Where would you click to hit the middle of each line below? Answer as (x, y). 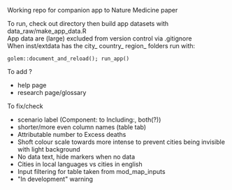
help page (32, 85)
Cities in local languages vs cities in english (80, 164)
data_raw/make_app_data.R (47, 31)
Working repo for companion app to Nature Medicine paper (93, 10)
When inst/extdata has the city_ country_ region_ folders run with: (101, 46)
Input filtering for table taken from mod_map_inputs (91, 171)
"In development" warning (55, 179)
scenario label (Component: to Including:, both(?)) (89, 119)
